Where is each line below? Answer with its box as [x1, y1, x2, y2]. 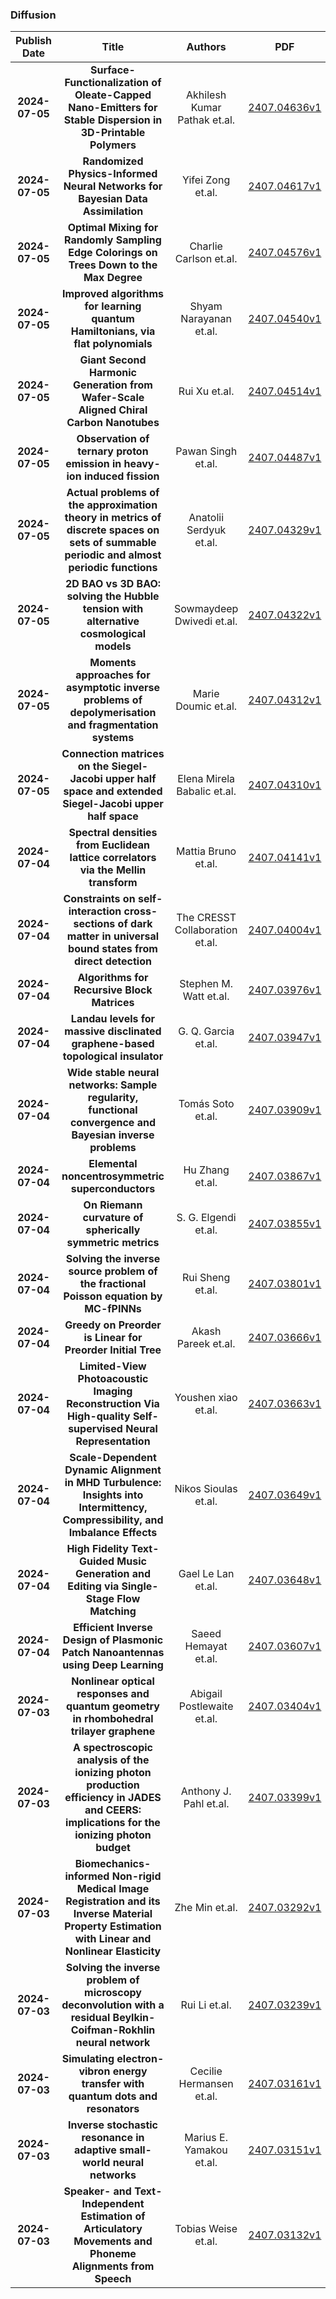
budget [95, 1841, 131, 1855]
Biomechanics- [74, 1857, 152, 1871]
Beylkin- [112, 2011, 156, 2025]
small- [119, 2143, 152, 2157]
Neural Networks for [63, 179, 163, 193]
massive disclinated [64, 1024, 162, 1038]
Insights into [82, 1488, 144, 1502]
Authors [186, 40, 227, 54]
